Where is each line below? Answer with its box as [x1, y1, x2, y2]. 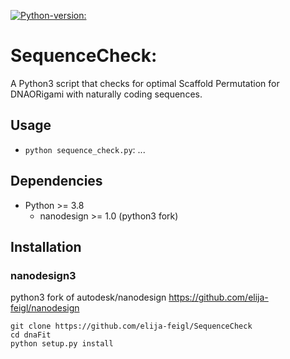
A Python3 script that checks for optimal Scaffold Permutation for [10, 77, 280, 89]
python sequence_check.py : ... [24, 143, 146, 155]
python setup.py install [10, 339, 114, 349]
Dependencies [10, 173, 103, 190]
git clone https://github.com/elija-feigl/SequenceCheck [10, 321, 253, 332]
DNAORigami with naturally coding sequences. [10, 88, 203, 100]
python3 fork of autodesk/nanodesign [10, 291, 167, 304]
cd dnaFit [10, 330, 52, 340]
